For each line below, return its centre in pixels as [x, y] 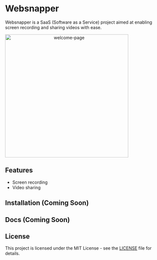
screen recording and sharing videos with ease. [53, 27]
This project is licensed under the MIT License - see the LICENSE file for [78, 248]
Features [19, 170]
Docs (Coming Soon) [38, 220]
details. [13, 254]
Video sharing [26, 187]
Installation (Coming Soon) [47, 203]
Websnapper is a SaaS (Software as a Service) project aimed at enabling [79, 22]
